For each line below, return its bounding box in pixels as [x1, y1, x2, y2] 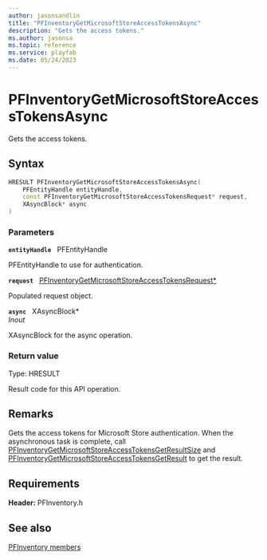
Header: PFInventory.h [8, 498, 84, 507]
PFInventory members [8, 542, 81, 552]
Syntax [8, 157, 45, 171]
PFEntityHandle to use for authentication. [8, 260, 143, 270]
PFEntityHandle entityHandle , [22, 185, 124, 194]
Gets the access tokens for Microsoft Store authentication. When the [8, 428, 234, 438]
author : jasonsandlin [8, 11, 80, 20]
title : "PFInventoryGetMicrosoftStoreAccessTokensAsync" [8, 19, 202, 27]
